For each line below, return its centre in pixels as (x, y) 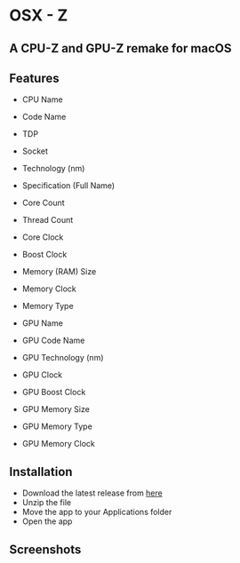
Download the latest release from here (92, 493)
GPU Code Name (53, 341)
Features (34, 78)
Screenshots (45, 549)
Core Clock (43, 237)
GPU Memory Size (56, 409)
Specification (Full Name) (68, 186)
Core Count (43, 203)
